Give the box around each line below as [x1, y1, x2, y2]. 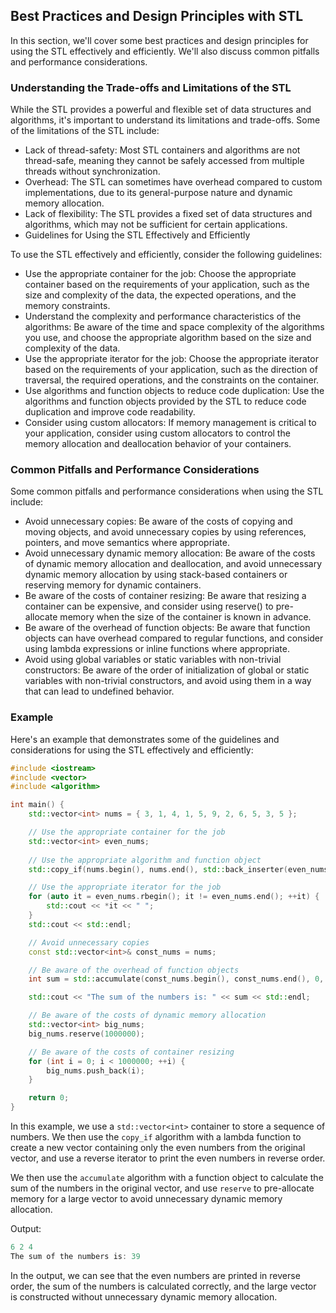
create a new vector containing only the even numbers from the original [10, 1142, 306, 1154]
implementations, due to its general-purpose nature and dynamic [24, 187, 293, 199]
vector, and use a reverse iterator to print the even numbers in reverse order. [10, 1152, 326, 1164]
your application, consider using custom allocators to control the [24, 427, 291, 439]
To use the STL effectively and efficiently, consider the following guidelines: [10, 249, 323, 261]
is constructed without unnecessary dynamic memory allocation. [10, 1290, 278, 1303]
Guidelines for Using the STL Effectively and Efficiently [24, 229, 251, 241]
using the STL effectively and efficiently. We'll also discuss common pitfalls [10, 45, 320, 57]
